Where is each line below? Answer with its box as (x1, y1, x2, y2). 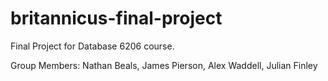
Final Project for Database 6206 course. (10, 40, 175, 52)
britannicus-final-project (10, 7, 223, 30)
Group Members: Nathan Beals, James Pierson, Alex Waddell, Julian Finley (10, 59, 318, 71)
